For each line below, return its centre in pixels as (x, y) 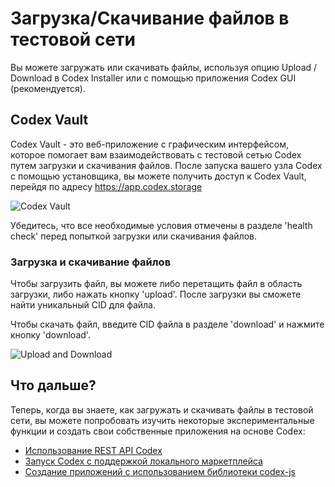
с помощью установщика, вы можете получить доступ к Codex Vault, (158, 176)
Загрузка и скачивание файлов (91, 262)
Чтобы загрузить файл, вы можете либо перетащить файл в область (156, 284)
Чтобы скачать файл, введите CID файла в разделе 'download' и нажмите (167, 324)
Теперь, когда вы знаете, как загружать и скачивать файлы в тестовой (162, 409)
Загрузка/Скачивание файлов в (150, 18)
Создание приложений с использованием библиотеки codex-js (160, 471)
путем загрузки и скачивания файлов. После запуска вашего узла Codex (166, 165)
